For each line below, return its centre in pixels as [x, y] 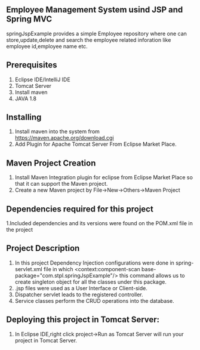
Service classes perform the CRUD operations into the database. [94, 300]
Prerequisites [32, 65]
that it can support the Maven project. [61, 184]
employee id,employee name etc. [47, 46]
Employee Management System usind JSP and [95, 10]
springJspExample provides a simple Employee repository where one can [96, 33]
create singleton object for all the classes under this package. [91, 282]
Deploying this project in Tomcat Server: [83, 320]
